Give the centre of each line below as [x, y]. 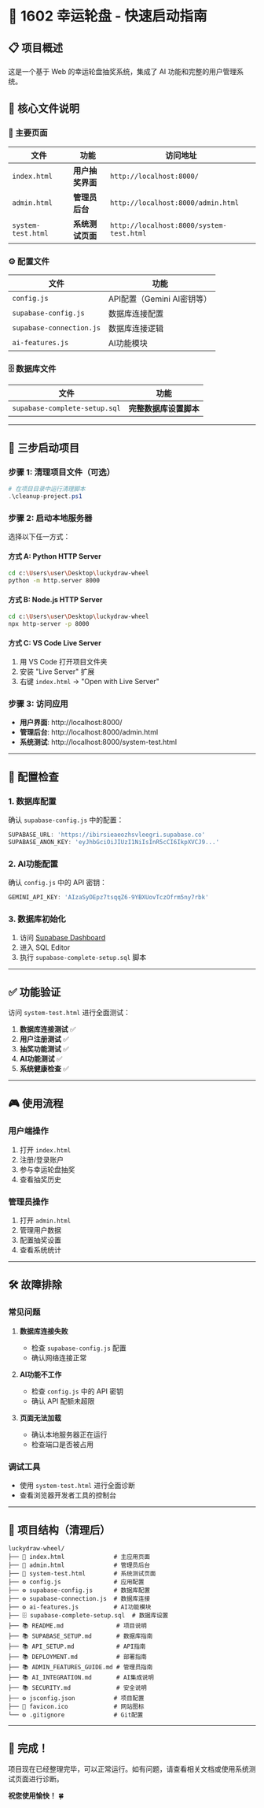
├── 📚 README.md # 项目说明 [77, 1626]
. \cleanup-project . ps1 [45, 496]
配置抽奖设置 [40, 1240]
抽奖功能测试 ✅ [44, 1049]
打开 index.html [45, 1150]
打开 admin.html [45, 1220]
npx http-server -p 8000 [49, 624]
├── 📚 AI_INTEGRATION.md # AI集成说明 [81, 1677]
